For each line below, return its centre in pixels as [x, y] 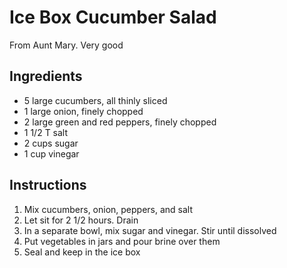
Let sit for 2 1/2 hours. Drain [81, 220]
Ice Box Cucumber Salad [113, 17]
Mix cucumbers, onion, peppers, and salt [108, 209]
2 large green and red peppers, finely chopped [120, 122]
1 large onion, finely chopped [83, 111]
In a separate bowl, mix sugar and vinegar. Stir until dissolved [150, 230]
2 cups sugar [51, 143]
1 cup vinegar [51, 153]
